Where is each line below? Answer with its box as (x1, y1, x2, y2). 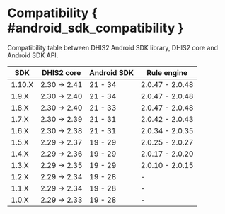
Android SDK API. (7, 51, 59, 60)
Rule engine (146, 67, 188, 77)
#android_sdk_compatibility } (7, 20, 184, 36)
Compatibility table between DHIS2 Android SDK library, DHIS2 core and (7, 43, 218, 52)
